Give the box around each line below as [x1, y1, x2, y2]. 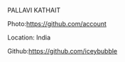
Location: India [7, 33, 51, 42]
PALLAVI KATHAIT [7, 6, 61, 14]
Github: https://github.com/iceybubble [7, 47, 118, 55]
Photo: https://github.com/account [7, 20, 107, 27]
